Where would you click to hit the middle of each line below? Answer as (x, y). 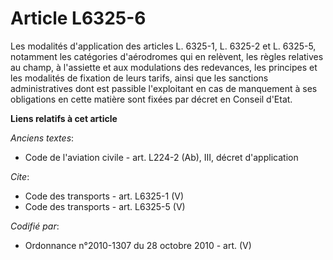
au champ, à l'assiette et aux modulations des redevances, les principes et (164, 67)
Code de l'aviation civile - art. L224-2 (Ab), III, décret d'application (161, 157)
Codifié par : (35, 226)
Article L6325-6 (78, 18)
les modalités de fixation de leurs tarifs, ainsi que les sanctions (139, 78)
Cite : (20, 176)
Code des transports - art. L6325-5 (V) (105, 206)
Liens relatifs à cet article (64, 118)
